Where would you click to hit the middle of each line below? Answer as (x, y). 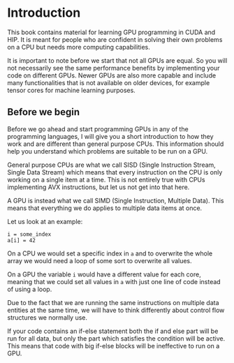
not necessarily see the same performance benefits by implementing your (114, 68)
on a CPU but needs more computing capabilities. (79, 47)
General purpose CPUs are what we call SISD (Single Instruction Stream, (112, 165)
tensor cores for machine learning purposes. (72, 90)
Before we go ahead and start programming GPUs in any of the (98, 129)
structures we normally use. (47, 317)
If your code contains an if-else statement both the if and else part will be (113, 331)
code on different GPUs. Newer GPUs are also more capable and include (112, 75)
